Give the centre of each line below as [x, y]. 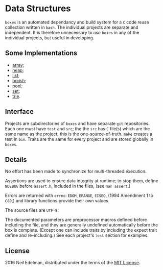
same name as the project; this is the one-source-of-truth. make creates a [79, 134]
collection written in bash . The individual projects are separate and [72, 27]
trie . [16, 96]
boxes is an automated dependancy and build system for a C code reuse [77, 22]
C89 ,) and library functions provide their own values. [57, 201]
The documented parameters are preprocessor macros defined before [76, 220]
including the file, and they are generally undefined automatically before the [81, 225]
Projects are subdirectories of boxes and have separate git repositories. [78, 123]
